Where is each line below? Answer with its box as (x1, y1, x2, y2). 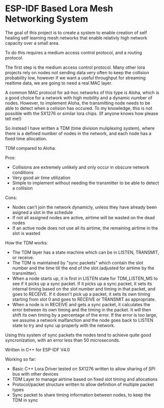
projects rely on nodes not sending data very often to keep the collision (5, 69, 149, 75)
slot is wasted (12, 230, 41, 236)
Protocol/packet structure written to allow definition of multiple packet (12, 381, 154, 387)
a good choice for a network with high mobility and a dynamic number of (5, 94, 153, 101)
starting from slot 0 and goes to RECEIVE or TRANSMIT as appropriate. (12, 296, 156, 302)
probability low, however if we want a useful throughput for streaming (5, 75, 146, 81)
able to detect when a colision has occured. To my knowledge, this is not (5, 105, 152, 111)
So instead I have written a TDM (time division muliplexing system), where (5, 125, 155, 131)
